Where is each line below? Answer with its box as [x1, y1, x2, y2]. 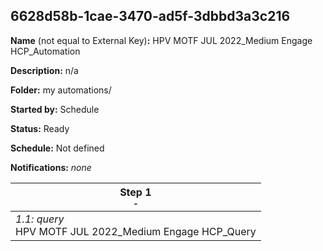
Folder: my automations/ [10, 84, 112, 96]
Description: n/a [10, 64, 79, 76]
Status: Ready [10, 122, 70, 134]
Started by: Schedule [10, 103, 100, 115]
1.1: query [15, 212, 65, 226]
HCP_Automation [10, 45, 81, 57]
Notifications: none [10, 161, 92, 173]
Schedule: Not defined [10, 142, 105, 154]
